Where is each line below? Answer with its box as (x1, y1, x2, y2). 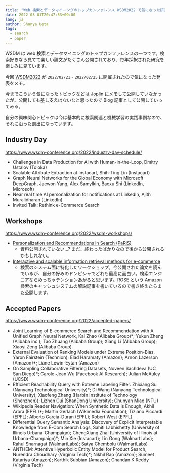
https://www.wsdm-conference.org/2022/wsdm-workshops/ (5, 230, 133, 236)
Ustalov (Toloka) (12, 164, 47, 170)
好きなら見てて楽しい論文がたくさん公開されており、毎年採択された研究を (9, 56, 164, 62)
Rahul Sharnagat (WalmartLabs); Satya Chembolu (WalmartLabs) (12, 441, 148, 447)
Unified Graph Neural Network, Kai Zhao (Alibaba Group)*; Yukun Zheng (12, 333, 164, 339)
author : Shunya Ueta (5, 21, 49, 27)
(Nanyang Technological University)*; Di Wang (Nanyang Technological (12, 387, 162, 393)
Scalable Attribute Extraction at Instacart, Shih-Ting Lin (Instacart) (12, 169, 150, 175)
